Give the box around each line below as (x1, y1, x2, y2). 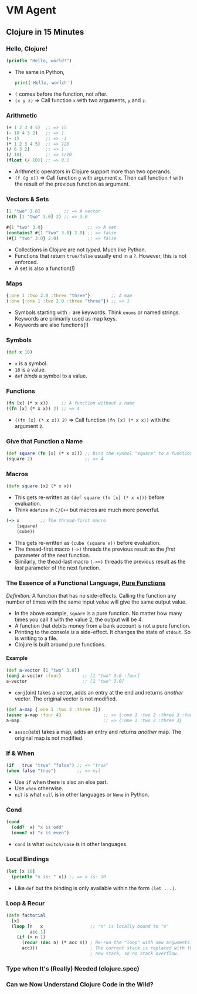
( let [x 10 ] (6, 868, 35, 874)
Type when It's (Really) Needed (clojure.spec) (6, 964, 140, 972)
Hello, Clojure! (6, 45, 48, 53)
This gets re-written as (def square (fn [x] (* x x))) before (14, 494, 165, 501)
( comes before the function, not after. (14, 90, 108, 97)
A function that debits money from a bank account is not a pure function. (14, 622, 191, 629)
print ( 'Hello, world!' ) (14, 80, 73, 86)
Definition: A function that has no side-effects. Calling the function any (6, 592, 176, 599)
